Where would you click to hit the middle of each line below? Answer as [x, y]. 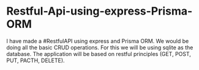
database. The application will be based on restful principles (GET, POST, [99, 54]
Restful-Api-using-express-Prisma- [99, 11]
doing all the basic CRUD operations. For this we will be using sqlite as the [100, 47]
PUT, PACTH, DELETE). [36, 60]
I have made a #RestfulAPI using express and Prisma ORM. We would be [98, 41]
